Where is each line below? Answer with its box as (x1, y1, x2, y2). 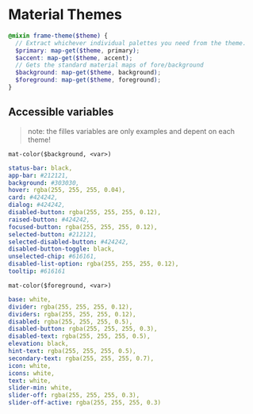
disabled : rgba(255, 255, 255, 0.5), (8, 317, 133, 326)
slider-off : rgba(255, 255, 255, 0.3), (8, 391, 140, 400)
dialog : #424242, (8, 201, 66, 209)
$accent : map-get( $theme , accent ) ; (15, 54, 133, 62)
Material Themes (8, 6, 123, 24)
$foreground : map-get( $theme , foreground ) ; (15, 76, 161, 84)
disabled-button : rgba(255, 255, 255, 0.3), (8, 325, 158, 333)
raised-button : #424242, (8, 216, 90, 224)
